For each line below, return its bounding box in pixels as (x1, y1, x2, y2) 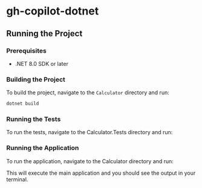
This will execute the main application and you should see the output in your (6, 169, 196, 177)
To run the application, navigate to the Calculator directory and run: (6, 157, 174, 164)
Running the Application (6, 144, 79, 152)
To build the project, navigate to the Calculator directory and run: (6, 89, 169, 96)
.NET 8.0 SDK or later (15, 60, 68, 67)
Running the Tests (6, 115, 61, 123)
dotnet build (6, 101, 39, 107)
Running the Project (6, 28, 83, 39)
